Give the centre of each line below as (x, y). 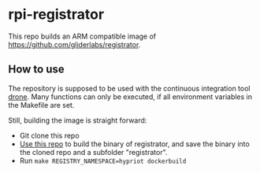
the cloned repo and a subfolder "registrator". (93, 152)
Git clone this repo (50, 135)
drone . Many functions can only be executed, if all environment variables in (130, 97)
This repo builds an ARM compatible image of (82, 36)
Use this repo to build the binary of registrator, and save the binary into (134, 144)
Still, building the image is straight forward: (78, 120)
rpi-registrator (56, 15)
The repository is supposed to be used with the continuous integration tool (129, 88)
